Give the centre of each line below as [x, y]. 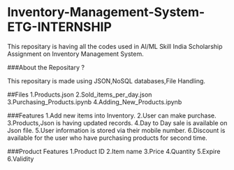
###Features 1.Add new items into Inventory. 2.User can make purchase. [112, 115]
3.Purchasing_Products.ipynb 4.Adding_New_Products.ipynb [95, 101]
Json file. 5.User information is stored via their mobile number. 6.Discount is [116, 130]
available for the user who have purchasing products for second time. [107, 138]
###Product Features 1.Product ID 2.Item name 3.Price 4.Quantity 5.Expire [114, 151]
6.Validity [21, 159]
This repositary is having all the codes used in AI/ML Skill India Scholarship [115, 46]
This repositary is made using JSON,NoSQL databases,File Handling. [107, 80]
